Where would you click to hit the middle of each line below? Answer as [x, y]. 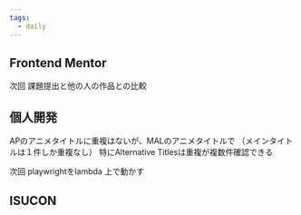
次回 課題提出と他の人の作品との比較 [78, 86]
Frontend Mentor [58, 63]
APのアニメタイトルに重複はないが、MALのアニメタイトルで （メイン [139, 141]
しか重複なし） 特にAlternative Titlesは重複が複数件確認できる [157, 152]
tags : [19, 18]
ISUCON [33, 200]
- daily [32, 26]
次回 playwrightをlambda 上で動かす [77, 171]
